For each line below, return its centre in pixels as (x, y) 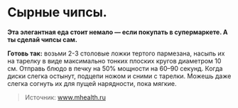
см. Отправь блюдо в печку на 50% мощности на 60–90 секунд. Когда (115, 68)
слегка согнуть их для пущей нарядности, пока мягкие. (92, 83)
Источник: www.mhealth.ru (65, 97)
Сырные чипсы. (58, 12)
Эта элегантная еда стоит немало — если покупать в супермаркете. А (118, 32)
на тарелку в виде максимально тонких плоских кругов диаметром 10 (114, 60)
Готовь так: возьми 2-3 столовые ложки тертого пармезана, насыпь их (116, 53)
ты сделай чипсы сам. (43, 39)
